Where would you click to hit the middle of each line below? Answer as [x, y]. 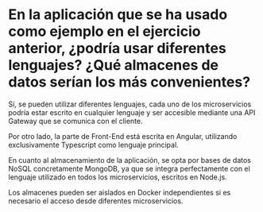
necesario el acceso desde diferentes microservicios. [96, 201]
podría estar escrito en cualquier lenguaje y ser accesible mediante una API [132, 112]
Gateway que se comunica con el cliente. [75, 121]
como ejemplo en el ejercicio [104, 31]
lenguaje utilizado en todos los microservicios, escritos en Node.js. [118, 177]
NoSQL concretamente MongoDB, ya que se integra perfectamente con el [129, 168]
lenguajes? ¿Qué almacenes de [114, 66]
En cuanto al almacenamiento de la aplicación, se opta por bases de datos [130, 160]
